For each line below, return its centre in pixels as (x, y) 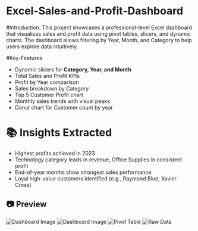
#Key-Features (24, 58)
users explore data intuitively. (42, 46)
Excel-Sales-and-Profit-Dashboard (95, 11)
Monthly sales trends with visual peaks (62, 101)
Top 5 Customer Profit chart (49, 95)
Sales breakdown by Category (52, 88)
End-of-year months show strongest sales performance (83, 172)
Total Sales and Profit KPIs (47, 76)
